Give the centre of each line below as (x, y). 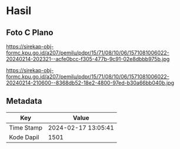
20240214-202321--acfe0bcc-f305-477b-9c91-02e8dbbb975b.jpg (88, 59)
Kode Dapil (24, 137)
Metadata (24, 101)
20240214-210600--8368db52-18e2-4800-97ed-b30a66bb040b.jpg (90, 83)
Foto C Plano (30, 33)
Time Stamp (26, 127)
